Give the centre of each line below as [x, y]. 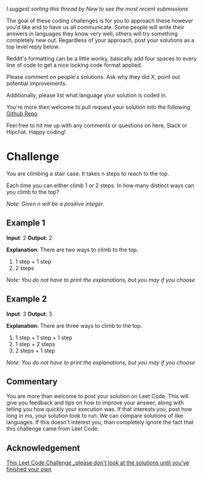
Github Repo [22, 113]
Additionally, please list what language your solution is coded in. [87, 95]
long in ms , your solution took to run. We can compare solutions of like [95, 416]
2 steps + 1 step [35, 351]
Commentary [32, 381]
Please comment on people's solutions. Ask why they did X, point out [93, 77]
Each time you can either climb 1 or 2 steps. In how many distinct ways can [100, 185]
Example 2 [27, 299]
